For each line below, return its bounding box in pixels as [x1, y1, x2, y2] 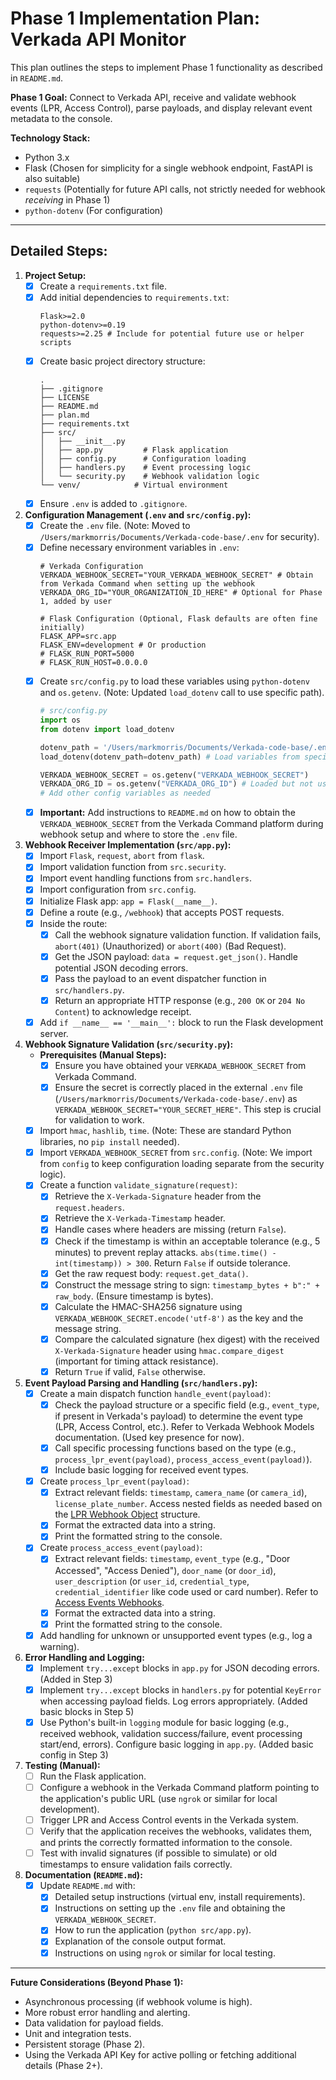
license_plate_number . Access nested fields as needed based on [54, 1498, 323, 1510]
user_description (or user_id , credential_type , [54, 1575, 250, 1587]
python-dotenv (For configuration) [24, 204, 164, 216]
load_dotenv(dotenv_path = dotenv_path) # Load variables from [39, 752, 300, 762]
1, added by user [39, 597, 113, 607]
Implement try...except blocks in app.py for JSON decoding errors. [39, 1662, 320, 1674]
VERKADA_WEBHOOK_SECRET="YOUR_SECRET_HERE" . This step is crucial [54, 1103, 322, 1116]
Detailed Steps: [10, 243, 108, 260]
